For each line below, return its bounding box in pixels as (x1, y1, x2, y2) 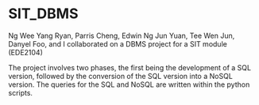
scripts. (8, 88, 33, 97)
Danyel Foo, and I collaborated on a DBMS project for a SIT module (8, 39, 228, 48)
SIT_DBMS (8, 5, 79, 23)
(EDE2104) (8, 47, 44, 57)
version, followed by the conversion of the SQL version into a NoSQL (8, 71, 233, 81)
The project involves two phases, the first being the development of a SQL (8, 62, 252, 72)
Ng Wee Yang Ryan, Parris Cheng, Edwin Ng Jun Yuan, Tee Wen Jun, (8, 31, 235, 40)
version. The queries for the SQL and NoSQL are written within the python (8, 80, 250, 89)
